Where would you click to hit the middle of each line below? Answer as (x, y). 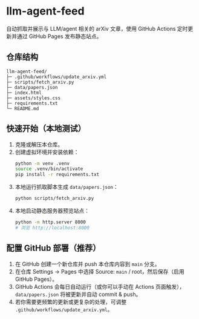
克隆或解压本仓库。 (39, 144)
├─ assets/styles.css (34, 98)
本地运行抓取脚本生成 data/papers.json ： (67, 187)
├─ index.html (24, 93)
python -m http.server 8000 (50, 222)
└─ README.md (23, 108)
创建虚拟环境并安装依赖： (47, 152)
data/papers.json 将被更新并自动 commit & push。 (78, 294)
